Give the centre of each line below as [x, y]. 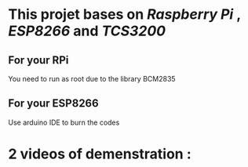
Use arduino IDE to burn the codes [64, 122]
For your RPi [38, 60]
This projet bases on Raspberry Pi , [124, 15]
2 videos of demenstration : [100, 154]
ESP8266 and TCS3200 [87, 31]
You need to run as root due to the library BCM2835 [92, 79]
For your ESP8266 [54, 103]
